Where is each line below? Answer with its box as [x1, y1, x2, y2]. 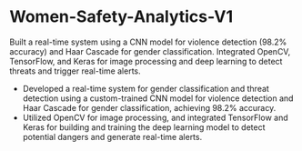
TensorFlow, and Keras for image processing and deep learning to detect [9, 55, 283, 66]
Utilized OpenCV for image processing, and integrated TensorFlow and [22, 112, 288, 123]
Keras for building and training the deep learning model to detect [22, 121, 266, 133]
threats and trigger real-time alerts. [9, 65, 141, 76]
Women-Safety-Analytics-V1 [9, 6, 234, 27]
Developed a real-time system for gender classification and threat [22, 83, 270, 94]
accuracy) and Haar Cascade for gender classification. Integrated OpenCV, [9, 45, 291, 56]
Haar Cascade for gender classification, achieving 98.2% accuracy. [22, 102, 277, 113]
